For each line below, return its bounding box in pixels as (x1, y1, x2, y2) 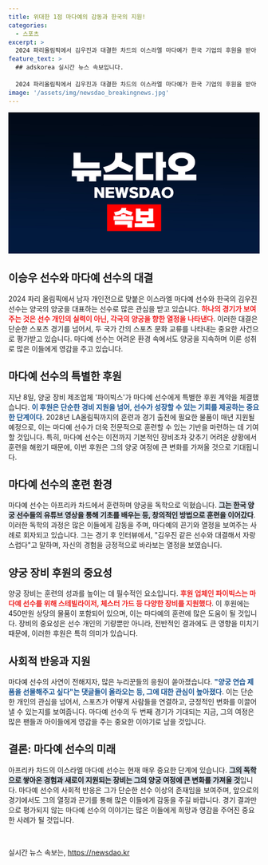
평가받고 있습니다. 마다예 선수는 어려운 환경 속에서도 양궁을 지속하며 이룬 (16, 334, 242, 343)
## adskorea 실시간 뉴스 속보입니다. (15, 64, 124, 72)
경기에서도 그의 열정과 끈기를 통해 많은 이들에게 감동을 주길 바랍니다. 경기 (8, 795, 236, 804)
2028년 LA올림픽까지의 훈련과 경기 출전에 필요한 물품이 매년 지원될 (45, 412, 255, 422)
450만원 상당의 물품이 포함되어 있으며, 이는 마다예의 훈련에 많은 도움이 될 (8, 609, 236, 618)
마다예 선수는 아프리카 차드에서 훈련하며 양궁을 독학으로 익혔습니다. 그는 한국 (8, 500, 246, 510)
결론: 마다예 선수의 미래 (8, 743, 116, 756)
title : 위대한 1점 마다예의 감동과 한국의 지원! (8, 13, 146, 21)
